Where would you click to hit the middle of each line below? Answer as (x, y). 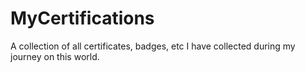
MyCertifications (82, 18)
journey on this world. (55, 56)
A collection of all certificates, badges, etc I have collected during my (153, 46)
